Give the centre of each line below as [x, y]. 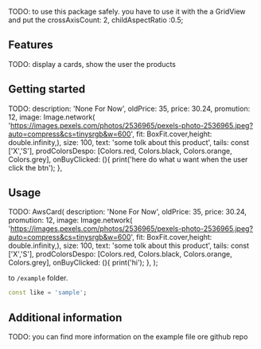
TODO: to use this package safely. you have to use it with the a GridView [127, 12]
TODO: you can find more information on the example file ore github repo [128, 337]
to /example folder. [38, 278]
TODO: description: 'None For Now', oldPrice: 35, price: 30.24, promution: [129, 108]
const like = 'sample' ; [48, 293]
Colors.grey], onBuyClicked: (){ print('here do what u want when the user [128, 159]
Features [31, 45]
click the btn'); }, [35, 167]
